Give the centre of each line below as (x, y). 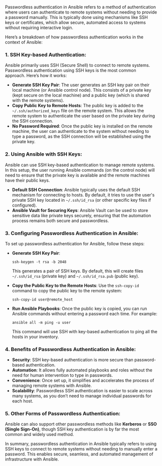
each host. (22, 401)
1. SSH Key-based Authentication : (46, 54)
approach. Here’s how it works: (36, 76)
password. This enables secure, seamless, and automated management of (79, 454)
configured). (24, 205)
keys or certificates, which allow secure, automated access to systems (75, 22)
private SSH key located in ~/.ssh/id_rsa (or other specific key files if (81, 200)
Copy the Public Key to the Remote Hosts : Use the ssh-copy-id (75, 285)
